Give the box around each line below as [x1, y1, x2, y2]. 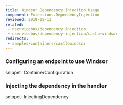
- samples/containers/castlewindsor [7, 41, 86, 46]
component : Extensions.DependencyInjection [5, 12, 100, 17]
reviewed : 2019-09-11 [5, 17, 52, 22]
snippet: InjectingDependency [5, 94, 69, 100]
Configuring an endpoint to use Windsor [5, 57, 108, 65]
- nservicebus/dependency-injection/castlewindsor [7, 31, 118, 36]
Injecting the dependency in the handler [5, 82, 107, 89]
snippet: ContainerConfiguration [5, 70, 73, 76]
